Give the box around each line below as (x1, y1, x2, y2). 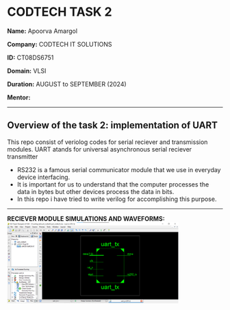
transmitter (7, 152, 38, 160)
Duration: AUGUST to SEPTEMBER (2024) (7, 80, 127, 88)
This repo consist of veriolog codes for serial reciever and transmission (7, 138, 208, 146)
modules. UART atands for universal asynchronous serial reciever (7, 145, 192, 153)
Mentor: (7, 93, 31, 102)
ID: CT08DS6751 (7, 53, 54, 62)
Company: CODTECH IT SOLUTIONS (7, 40, 112, 48)
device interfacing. (16, 173, 71, 181)
